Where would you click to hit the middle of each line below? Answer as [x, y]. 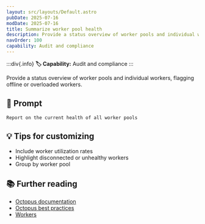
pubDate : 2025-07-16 [33, 18]
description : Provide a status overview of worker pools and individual [101, 35]
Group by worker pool [43, 164]
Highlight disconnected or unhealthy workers [72, 157]
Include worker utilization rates [54, 151]
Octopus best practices [45, 208]
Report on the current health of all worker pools [72, 117]
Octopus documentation [45, 201]
